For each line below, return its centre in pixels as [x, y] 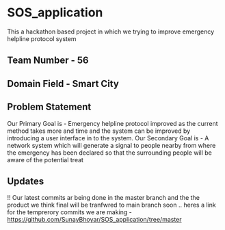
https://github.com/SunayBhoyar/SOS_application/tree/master [95, 220]
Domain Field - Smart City [63, 84]
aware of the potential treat [45, 159]
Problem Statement [49, 107]
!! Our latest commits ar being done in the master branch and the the [104, 198]
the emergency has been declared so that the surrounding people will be [109, 153]
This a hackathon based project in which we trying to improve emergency [111, 31]
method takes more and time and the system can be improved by [99, 131]
